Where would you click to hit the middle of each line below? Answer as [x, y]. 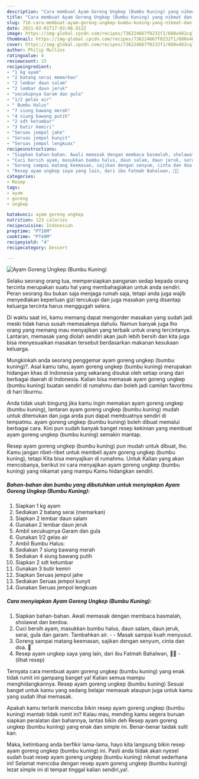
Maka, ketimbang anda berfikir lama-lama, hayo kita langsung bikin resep [96, 745]
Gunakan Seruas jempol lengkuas [56, 588]
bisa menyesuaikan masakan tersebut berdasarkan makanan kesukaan [93, 343]
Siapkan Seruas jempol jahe [49, 575]
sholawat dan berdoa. [42, 622]
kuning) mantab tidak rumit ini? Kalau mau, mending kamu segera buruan [96, 714]
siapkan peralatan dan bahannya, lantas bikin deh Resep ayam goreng [92, 720]
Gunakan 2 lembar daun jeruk [51, 525]
